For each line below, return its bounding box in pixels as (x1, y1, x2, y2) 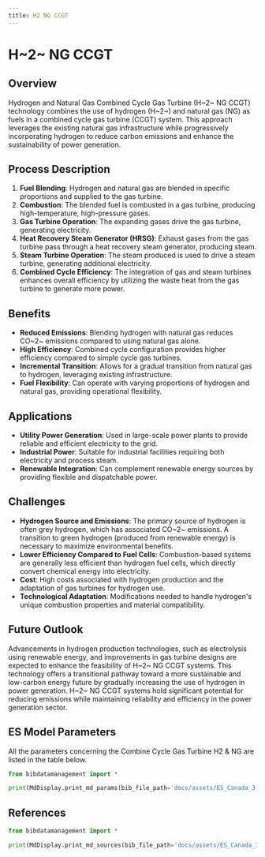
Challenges (8, 495, 65, 509)
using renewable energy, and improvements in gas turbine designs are (8, 652, 237, 661)
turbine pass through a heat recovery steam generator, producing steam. (19, 242, 257, 252)
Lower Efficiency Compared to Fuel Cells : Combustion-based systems (19, 549, 252, 559)
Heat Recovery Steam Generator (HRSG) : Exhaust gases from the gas (19, 234, 249, 243)
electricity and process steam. (19, 455, 118, 466)
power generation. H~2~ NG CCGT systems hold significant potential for (8, 686, 244, 695)
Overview (8, 77, 58, 91)
